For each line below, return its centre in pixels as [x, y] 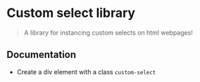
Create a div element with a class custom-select [86, 71]
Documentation [42, 55]
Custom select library [71, 13]
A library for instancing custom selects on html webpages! [108, 33]
